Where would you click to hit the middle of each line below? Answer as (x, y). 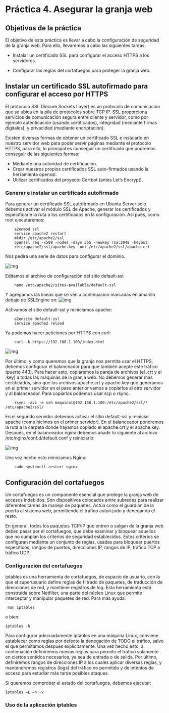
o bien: (12, 617)
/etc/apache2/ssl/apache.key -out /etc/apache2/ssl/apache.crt (82, 247)
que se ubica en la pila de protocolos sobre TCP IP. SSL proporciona (76, 112)
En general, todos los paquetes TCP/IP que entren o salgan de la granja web (84, 526)
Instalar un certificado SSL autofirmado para (76, 86)
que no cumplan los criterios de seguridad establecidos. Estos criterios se (82, 537)
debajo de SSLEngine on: (32, 300)
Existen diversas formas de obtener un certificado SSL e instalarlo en (77, 138)
